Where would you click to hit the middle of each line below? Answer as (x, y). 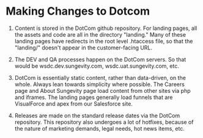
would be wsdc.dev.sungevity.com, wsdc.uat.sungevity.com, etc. (97, 66)
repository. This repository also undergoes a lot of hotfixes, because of (104, 122)
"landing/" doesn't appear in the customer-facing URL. (83, 48)
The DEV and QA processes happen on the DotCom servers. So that (100, 59)
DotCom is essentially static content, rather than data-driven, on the (100, 78)
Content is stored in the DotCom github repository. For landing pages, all (106, 28)
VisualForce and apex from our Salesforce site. (73, 103)
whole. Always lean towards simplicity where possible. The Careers (99, 84)
